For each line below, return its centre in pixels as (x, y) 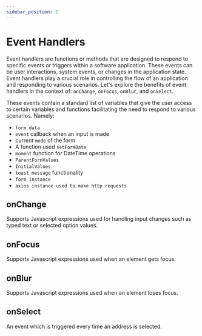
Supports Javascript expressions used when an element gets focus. (91, 259)
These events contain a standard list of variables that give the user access (99, 102)
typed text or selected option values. (52, 226)
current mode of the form (45, 140)
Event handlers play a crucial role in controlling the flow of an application (97, 78)
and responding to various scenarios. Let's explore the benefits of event (96, 84)
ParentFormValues (37, 160)
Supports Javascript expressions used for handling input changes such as (99, 219)
